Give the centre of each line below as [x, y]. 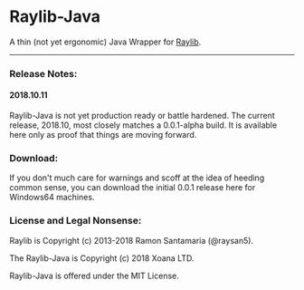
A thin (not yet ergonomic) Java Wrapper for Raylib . [105, 42]
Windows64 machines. [52, 198]
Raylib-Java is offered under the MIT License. [94, 275]
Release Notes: [43, 73]
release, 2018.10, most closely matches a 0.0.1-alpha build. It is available [143, 125]
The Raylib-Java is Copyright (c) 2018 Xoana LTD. [102, 258]
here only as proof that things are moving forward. [103, 135]
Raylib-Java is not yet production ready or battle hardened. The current [142, 116]
